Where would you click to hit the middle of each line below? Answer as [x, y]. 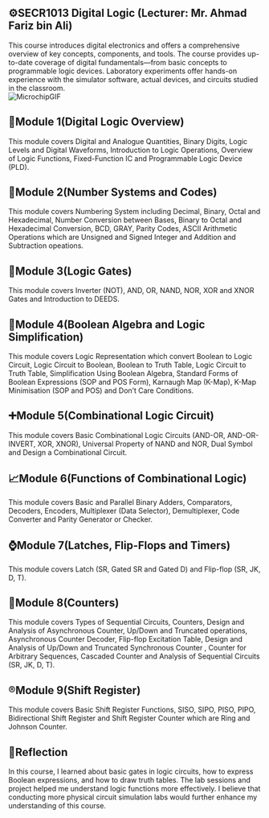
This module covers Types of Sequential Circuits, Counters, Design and [126, 622]
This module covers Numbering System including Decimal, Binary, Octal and [134, 212]
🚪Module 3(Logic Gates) [70, 271]
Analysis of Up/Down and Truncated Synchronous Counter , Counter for [127, 648]
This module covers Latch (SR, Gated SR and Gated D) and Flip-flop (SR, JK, [134, 569]
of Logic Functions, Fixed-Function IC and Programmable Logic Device [125, 158]
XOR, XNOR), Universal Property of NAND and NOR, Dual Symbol [145, 444]
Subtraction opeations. [46, 246]
